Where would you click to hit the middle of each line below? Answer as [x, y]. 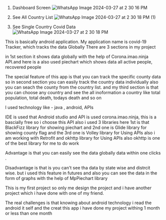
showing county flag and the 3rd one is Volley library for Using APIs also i [80, 133]
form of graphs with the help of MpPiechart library [56, 178]
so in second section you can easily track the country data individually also [82, 82]
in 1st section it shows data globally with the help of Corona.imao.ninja [77, 56]
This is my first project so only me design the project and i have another [79, 188]
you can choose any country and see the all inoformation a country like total [83, 92]
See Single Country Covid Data [44, 27]
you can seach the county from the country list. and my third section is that [82, 87]
